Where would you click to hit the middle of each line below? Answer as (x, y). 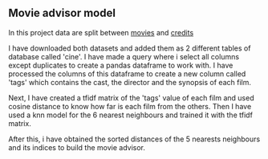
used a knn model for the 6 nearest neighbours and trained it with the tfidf (130, 115)
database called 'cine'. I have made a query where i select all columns (124, 56)
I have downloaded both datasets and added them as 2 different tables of (130, 48)
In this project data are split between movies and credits (101, 32)
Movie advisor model (62, 13)
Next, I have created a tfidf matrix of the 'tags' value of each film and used (131, 98)
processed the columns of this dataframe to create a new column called (127, 73)
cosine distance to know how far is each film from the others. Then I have (130, 106)
